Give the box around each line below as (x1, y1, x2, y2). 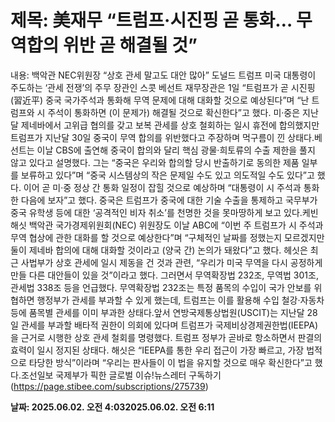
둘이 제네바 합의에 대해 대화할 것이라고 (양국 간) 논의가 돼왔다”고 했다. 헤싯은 (10, 244, 308, 256)
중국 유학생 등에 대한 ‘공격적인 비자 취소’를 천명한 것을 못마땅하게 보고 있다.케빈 (10, 206, 319, 218)
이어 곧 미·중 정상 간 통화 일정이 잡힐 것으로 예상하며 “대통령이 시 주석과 (23, 181, 302, 193)
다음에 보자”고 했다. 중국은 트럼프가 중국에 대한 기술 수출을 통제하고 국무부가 (20, 194, 318, 206)
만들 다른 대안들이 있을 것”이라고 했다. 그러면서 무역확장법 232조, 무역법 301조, (10, 269, 319, 281)
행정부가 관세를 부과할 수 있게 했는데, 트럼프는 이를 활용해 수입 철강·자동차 (36, 294, 325, 306)
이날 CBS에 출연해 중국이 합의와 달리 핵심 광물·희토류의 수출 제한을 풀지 (36, 144, 316, 156)
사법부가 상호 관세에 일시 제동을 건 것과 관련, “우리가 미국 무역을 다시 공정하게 (20, 256, 323, 268)
